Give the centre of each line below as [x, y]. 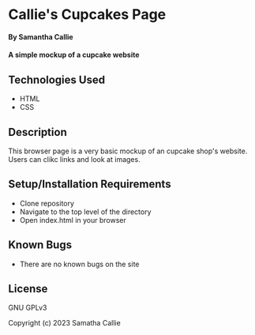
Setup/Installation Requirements [90, 184]
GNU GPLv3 [28, 308]
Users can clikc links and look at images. [74, 159]
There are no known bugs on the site [79, 264]
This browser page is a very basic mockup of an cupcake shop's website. [128, 151]
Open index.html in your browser [73, 220]
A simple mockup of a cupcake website [74, 55]
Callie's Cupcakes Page [87, 15]
